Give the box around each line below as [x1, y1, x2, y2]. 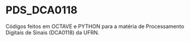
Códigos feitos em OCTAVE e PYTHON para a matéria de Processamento [5, 23, 185, 30]
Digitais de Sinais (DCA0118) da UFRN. [5, 29, 99, 36]
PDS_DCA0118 [5, 3, 78, 17]
